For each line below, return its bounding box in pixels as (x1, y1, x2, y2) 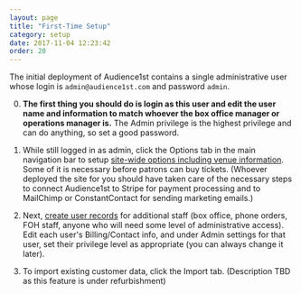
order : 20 (9, 47, 47, 56)
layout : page (9, 13, 59, 23)
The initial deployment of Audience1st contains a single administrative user (9, 71, 287, 82)
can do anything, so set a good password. (22, 127, 180, 138)
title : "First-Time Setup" (9, 22, 111, 31)
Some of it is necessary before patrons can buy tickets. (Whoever (22, 164, 268, 175)
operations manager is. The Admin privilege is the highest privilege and (22, 118, 292, 129)
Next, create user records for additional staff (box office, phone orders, (22, 210, 287, 221)
